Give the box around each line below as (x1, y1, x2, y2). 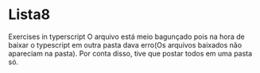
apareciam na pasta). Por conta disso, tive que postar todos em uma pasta (8, 48, 253, 58)
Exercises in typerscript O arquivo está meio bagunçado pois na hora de (8, 32, 245, 41)
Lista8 (8, 6, 50, 24)
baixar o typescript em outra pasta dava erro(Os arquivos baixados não (8, 40, 243, 49)
